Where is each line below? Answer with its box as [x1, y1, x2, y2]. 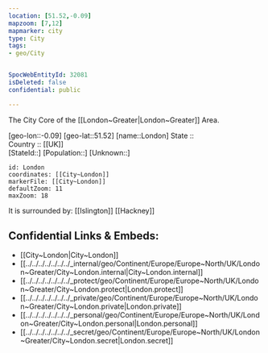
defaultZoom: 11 [8, 185, 63, 193]
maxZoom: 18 [8, 191, 48, 200]
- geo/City [8, 49, 45, 57]
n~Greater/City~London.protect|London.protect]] [19, 284, 183, 294]
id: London [8, 163, 45, 172]
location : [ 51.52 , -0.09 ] [8, 11, 92, 20]
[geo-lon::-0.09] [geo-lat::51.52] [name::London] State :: [8, 131, 195, 140]
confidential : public [8, 85, 81, 93]
